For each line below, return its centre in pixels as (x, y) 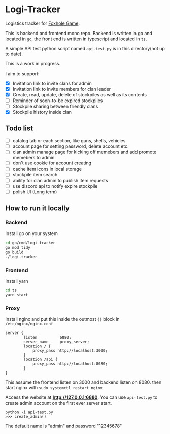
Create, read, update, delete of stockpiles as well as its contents (80, 95)
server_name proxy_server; (57, 342)
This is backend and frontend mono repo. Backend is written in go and (79, 33)
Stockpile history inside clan (42, 112)
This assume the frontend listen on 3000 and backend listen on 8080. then (83, 382)
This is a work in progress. (33, 63)
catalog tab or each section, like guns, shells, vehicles (69, 141)
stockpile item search (35, 175)
